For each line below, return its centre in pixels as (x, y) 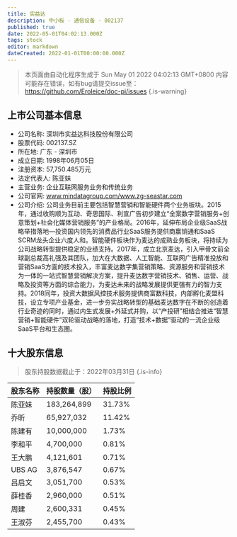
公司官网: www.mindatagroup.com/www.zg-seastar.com (100, 196)
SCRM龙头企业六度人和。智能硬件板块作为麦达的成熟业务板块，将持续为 (123, 240)
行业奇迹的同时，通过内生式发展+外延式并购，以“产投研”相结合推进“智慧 (123, 311)
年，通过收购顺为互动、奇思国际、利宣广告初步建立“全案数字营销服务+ (120, 213)
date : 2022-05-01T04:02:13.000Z (55, 34)
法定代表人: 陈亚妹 (44, 178)
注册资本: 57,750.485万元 (54, 169)
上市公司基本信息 (45, 115)
